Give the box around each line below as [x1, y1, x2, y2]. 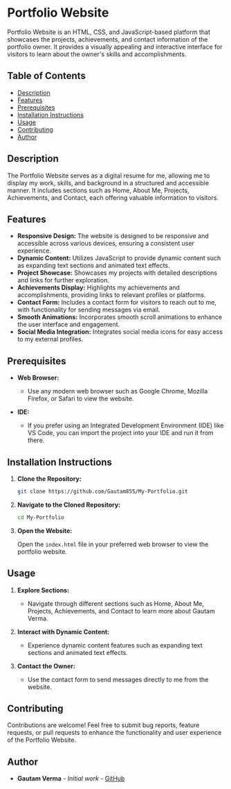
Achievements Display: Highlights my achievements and [17, 283, 180, 292]
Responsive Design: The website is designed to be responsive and [17, 232, 209, 240]
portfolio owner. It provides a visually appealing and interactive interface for [7, 42, 223, 51]
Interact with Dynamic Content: [17, 627, 109, 636]
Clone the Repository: [17, 475, 82, 483]
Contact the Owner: [17, 661, 76, 670]
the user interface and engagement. [17, 321, 120, 329]
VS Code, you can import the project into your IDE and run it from [27, 429, 214, 437]
